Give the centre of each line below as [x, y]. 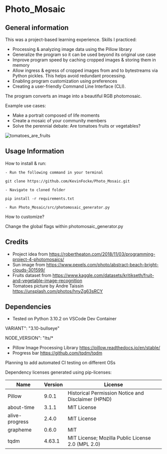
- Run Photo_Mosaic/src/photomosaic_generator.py [58, 207]
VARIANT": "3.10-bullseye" [32, 328]
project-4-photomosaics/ [38, 259]
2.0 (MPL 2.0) [84, 444]
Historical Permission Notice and [106, 393]
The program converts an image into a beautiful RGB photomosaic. [74, 96]
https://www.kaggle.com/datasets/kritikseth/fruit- [103, 275]
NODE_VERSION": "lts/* [29, 338]
